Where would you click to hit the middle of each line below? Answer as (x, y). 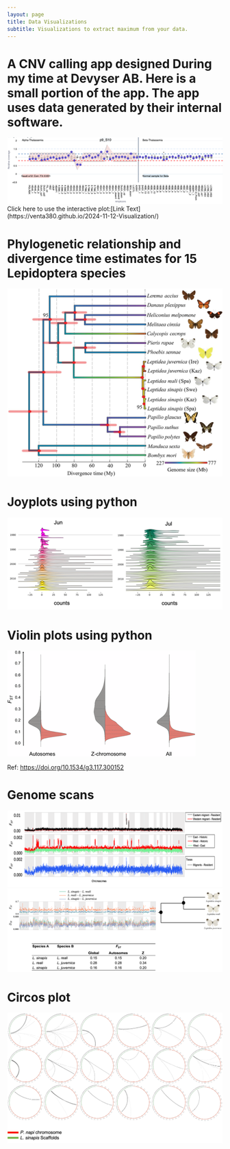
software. (35, 122)
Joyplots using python (72, 502)
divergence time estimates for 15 (102, 258)
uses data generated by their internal (115, 107)
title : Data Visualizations (47, 22)
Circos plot (39, 998)
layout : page (26, 14)
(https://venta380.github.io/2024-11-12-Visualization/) (83, 216)
